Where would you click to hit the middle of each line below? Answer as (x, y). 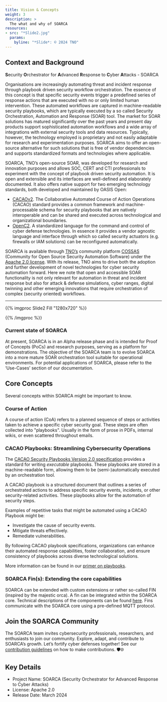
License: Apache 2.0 (33, 690)
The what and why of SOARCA (39, 24)
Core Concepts (29, 384)
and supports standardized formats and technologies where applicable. (78, 153)
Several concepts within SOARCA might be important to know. (69, 395)
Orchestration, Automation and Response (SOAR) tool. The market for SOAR (83, 116)
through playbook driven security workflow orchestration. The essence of (81, 89)
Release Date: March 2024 (40, 695)
